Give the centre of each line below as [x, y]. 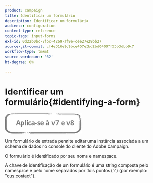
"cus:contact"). [20, 176]
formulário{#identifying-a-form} [73, 102]
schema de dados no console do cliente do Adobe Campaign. [67, 146]
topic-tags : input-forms [30, 36]
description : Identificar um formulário [47, 21]
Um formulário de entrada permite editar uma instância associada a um [77, 141]
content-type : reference [30, 31]
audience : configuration [30, 26]
